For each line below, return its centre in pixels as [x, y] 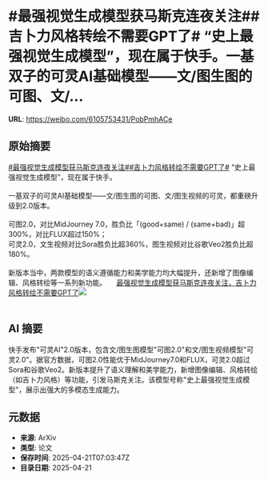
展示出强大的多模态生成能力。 [74, 390]
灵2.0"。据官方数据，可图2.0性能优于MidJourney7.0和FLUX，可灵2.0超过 [129, 359]
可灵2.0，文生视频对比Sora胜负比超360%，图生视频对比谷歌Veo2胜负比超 [131, 244]
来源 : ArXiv [38, 438]
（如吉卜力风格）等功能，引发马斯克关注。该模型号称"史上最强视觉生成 [126, 379]
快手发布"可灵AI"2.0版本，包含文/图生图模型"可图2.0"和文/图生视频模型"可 [131, 350]
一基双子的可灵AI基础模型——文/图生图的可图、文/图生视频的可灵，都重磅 [130, 195]
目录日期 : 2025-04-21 [56, 468]
